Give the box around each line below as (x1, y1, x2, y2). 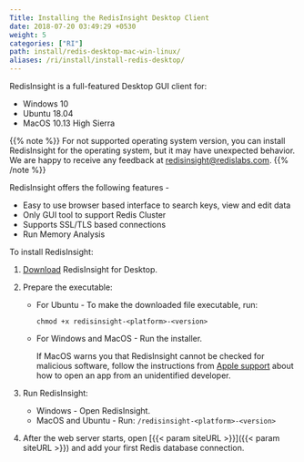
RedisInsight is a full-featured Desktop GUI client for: (9, 81, 208, 91)
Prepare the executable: (22, 282, 113, 293)
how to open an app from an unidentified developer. (35, 370, 231, 381)
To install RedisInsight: (9, 247, 94, 257)
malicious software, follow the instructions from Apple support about (35, 361, 294, 371)
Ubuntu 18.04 (22, 108, 74, 118)
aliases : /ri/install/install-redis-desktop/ (9, 56, 185, 65)
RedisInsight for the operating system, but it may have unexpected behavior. (9, 145, 296, 156)
